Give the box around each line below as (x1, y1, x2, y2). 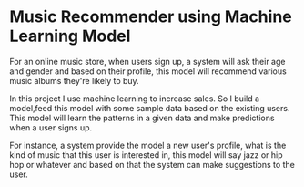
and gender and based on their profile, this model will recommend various (9, 66, 287, 77)
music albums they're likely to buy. (9, 75, 139, 86)
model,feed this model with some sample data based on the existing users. (9, 102, 290, 113)
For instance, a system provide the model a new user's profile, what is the (9, 140, 287, 151)
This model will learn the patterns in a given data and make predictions (9, 112, 275, 123)
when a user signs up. (9, 121, 93, 133)
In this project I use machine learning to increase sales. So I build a (9, 93, 260, 104)
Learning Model (9, 26, 131, 47)
